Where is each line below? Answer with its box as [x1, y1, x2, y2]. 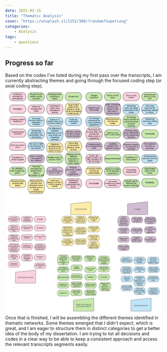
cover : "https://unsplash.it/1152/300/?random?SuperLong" [5, 18, 128, 23]
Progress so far [5, 59, 54, 67]
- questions [14, 40, 39, 45]
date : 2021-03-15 [5, 8, 41, 13]
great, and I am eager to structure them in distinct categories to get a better [5, 325, 161, 331]
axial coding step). [5, 82, 43, 88]
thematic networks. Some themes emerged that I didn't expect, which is [5, 320, 153, 326]
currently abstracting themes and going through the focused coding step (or [5, 77, 162, 83]
